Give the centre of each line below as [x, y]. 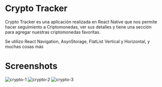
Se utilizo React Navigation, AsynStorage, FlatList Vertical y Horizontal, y [78, 41]
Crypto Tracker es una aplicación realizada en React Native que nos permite [81, 22]
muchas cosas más [24, 46]
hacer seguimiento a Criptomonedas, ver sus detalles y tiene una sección [78, 27]
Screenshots [31, 66]
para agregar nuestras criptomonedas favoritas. [53, 32]
